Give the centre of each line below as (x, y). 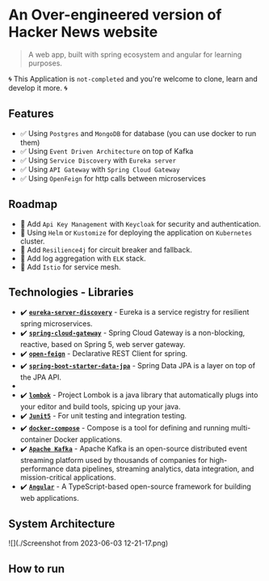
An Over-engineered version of (115, 15)
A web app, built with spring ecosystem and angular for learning (135, 54)
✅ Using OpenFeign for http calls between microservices (113, 178)
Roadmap (33, 204)
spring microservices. (56, 324)
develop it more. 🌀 (38, 87)
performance (42, 469)
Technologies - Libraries (71, 292)
